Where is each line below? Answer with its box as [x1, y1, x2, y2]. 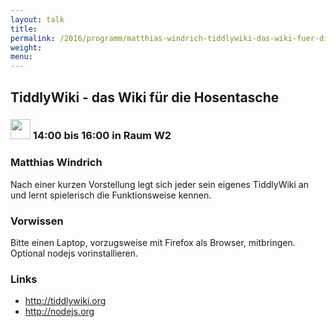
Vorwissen [10, 214, 64, 228]
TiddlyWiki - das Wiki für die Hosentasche [10, 89, 280, 106]
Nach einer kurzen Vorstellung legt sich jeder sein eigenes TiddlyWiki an [10, 178, 309, 190]
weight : [10, 42, 43, 53]
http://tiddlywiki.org [24, 295, 107, 307]
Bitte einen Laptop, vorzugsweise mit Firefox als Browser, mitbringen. [10, 237, 296, 249]
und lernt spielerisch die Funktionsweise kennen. [10, 189, 212, 201]
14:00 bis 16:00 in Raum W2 [32, 129, 172, 143]
